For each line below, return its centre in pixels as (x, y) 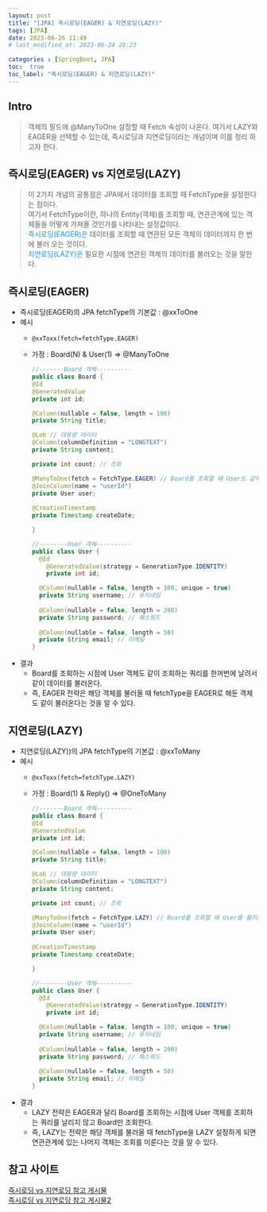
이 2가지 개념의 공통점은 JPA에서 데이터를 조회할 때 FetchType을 (128, 195)
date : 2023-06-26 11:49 (48, 38)
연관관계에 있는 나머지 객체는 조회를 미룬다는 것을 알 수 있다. (125, 1142)
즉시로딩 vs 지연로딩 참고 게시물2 (60, 1200)
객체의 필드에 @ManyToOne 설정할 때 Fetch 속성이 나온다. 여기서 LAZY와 (143, 126)
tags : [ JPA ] (28, 30)
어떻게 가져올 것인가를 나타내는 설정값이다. (115, 224)
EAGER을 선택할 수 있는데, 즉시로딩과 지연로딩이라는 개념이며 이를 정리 (137, 137)
